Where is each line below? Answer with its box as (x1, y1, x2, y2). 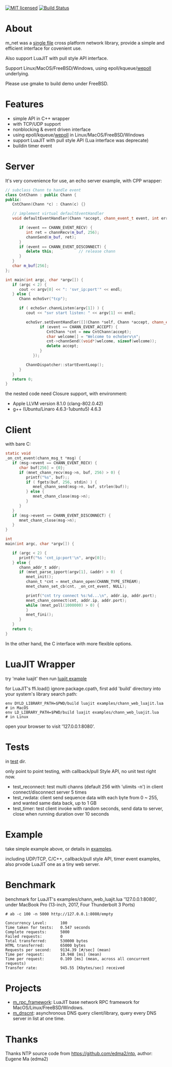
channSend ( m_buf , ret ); (26, 234, 77, 240)
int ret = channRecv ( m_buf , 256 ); (26, 230, 100, 235)
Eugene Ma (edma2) (5, 1056, 49, 1062)
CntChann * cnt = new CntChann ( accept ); (46, 329, 132, 334)
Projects (5, 982, 42, 994)
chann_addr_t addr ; (18, 565, 60, 570)
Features (5, 98, 44, 110)
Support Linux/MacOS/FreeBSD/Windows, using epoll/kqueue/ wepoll (5, 65, 152, 71)
